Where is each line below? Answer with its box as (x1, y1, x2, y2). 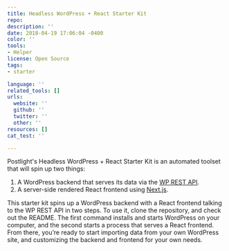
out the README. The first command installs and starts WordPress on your (7, 214, 220, 222)
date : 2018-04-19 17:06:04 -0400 (7, 29, 104, 37)
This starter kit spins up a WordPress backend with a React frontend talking (7, 199, 223, 207)
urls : (7, 94, 23, 101)
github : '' (13, 107, 45, 114)
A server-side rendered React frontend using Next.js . (17, 185, 169, 194)
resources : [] (7, 125, 48, 132)
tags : (7, 62, 23, 69)
